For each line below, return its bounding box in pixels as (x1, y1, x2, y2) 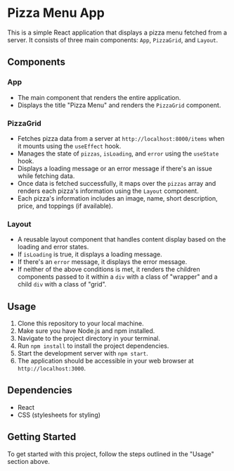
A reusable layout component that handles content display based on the (17, 235, 226, 244)
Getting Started (7, 431, 77, 443)
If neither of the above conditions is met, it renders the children (17, 265, 200, 274)
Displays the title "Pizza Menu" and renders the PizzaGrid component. (17, 101, 221, 109)
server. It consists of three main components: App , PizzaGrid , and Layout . (7, 35, 219, 44)
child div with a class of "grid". (17, 280, 107, 289)
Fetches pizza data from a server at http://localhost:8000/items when (17, 134, 225, 142)
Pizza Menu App (7, 5, 105, 21)
